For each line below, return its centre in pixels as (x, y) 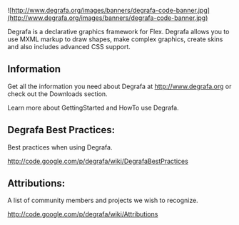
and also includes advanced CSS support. (69, 47)
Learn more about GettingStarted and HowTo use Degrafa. (93, 108)
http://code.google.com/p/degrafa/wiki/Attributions (83, 214)
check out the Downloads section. (58, 94)
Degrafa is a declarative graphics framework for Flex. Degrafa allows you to (118, 32)
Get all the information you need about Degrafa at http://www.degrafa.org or (119, 86)
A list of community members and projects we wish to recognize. (103, 200)
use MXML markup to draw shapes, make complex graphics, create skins (115, 39)
